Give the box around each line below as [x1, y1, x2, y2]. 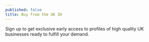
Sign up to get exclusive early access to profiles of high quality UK [5, 25, 144, 31]
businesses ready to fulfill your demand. [5, 31, 90, 37]
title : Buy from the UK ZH [5, 12, 62, 17]
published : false [5, 7, 42, 12]
